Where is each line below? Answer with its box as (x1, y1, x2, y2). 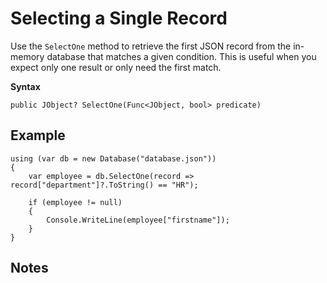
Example (10, 127, 66, 144)
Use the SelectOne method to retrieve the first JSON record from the (10, 40, 292, 52)
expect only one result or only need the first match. (10, 61, 222, 73)
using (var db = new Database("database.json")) (10, 153, 217, 164)
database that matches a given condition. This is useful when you (46, 50, 317, 62)
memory (10, 50, 45, 62)
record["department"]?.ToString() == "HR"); (10, 180, 199, 190)
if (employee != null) (28, 197, 123, 207)
